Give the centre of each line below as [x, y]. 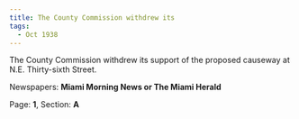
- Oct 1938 [38, 34]
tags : [19, 26]
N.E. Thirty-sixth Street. [53, 69]
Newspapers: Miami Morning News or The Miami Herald [116, 87]
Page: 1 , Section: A [44, 105]
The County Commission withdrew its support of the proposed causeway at [149, 60]
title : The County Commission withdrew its [92, 18]
